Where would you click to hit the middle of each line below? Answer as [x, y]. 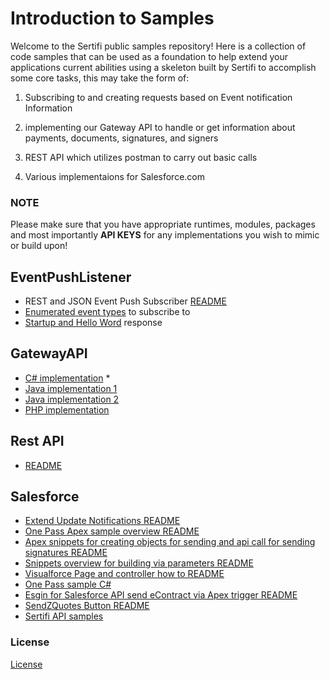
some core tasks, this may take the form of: [100, 78]
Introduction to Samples [112, 18]
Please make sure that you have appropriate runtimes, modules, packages [163, 224]
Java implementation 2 [72, 399]
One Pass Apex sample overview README [112, 531]
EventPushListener [71, 277]
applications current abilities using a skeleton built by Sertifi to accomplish [163, 67]
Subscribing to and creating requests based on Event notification [158, 97]
